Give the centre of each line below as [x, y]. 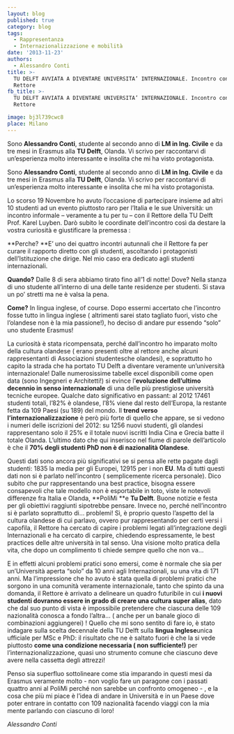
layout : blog [26, 14]
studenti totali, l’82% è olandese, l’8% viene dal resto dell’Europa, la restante [117, 403]
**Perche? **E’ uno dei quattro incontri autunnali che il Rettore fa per [108, 243]
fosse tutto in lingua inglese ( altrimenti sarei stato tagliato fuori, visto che [112, 315]
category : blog [29, 27]
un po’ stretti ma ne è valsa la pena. [58, 294]
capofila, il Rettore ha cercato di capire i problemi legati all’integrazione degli [117, 527]
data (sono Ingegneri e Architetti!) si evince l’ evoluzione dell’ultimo [104, 381]
